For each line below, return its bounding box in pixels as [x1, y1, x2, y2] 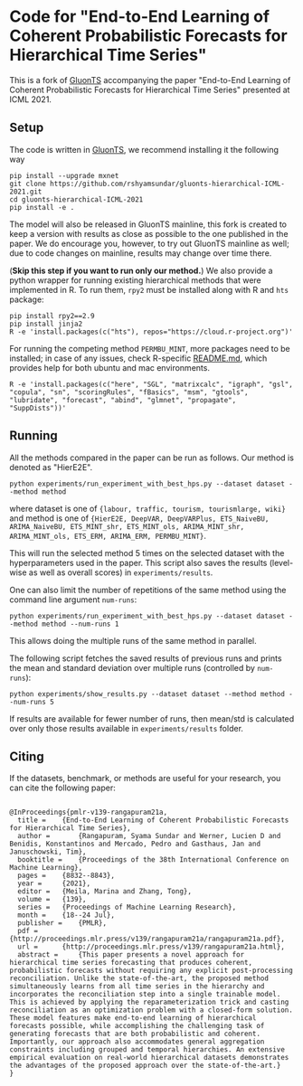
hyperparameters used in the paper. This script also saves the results [9, 557, 268, 568]
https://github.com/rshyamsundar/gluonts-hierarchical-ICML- [49, 179, 285, 188]
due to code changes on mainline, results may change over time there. [9, 247, 272, 259]
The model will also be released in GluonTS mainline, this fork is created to [9, 219, 288, 230]
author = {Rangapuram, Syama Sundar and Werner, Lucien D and [17, 832, 281, 841]
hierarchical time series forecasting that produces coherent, [9, 959, 253, 968]
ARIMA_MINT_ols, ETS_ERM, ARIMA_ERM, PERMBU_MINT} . [9, 530, 206, 541]
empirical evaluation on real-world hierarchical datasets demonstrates [9, 1053, 289, 1062]
